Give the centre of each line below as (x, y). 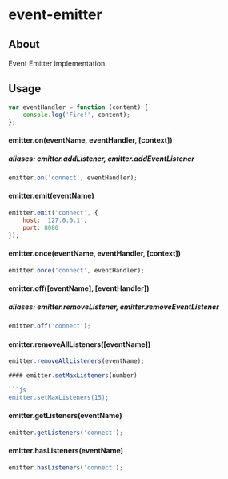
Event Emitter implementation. (58, 63)
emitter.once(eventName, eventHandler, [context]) (95, 253)
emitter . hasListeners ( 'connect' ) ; (66, 468)
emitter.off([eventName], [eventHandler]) (79, 288)
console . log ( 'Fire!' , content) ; (76, 115)
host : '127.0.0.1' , (55, 220)
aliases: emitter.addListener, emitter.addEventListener (101, 159)
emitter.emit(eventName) (51, 196)
